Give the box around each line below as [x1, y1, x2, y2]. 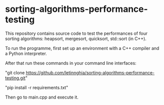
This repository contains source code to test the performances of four [5, 30, 148, 36]
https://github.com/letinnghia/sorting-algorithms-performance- [25, 69, 155, 75]
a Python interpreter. [5, 51, 47, 56]
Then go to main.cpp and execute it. [5, 94, 79, 100]
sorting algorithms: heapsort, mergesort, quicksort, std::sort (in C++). [5, 36, 147, 42]
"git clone [5, 69, 25, 75]
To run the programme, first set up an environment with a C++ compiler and [5, 45, 160, 51]
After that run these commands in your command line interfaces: [5, 60, 137, 66]
